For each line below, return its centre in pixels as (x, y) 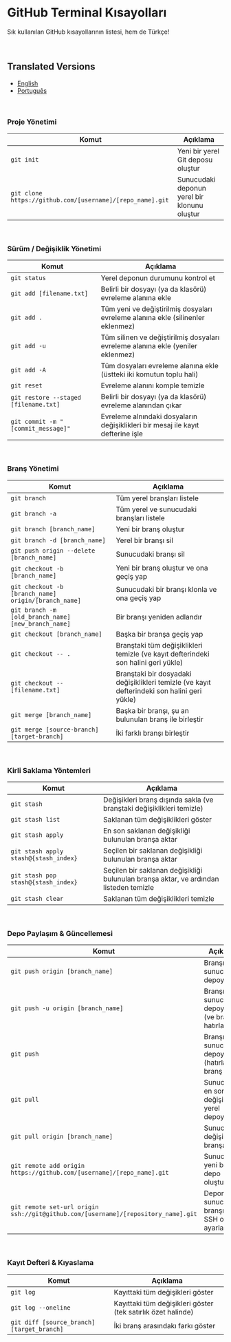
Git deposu (195, 160)
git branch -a (34, 513)
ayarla (214, 1228)
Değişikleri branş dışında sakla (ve (158, 800)
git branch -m (34, 610)
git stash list (35, 819)
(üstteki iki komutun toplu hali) (150, 374)
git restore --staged (46, 398)
